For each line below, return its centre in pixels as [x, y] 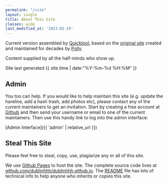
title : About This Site [30, 19]
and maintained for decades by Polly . [44, 49]
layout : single [21, 15]
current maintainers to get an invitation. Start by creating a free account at [83, 107]
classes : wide [20, 24]
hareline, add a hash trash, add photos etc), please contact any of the [78, 101]
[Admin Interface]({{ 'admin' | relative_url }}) [51, 127]
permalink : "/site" [26, 10]
